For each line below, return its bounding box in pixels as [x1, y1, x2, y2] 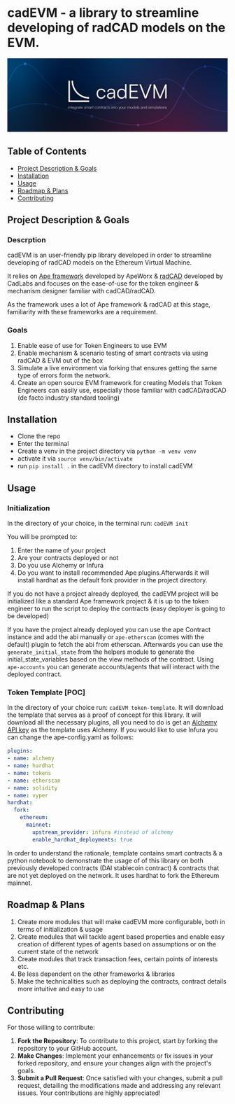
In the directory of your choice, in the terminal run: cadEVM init [7, 519, 189, 528]
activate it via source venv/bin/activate [17, 454, 133, 463]
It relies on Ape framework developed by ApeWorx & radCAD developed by [7, 272, 224, 281]
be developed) [7, 612, 50, 620]
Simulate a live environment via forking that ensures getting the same [17, 363, 218, 372]
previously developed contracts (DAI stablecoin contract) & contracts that [7, 863, 219, 872]
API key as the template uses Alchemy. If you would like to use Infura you [7, 726, 218, 734]
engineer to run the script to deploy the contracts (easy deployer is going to [7, 604, 226, 613]
